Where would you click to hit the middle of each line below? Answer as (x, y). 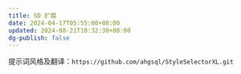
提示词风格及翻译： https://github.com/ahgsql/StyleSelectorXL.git (121, 61)
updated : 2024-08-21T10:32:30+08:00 (69, 30)
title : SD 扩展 (33, 16)
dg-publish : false (39, 38)
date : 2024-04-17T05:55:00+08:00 (64, 23)
